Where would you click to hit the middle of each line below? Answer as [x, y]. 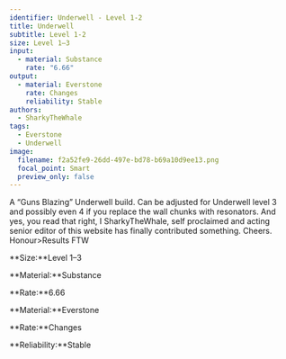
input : [22, 51]
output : [24, 76]
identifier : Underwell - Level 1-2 [76, 18]
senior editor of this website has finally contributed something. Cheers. [141, 231]
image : [22, 151]
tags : [19, 127]
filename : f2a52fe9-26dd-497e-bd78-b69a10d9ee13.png [118, 160]
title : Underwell [42, 26]
